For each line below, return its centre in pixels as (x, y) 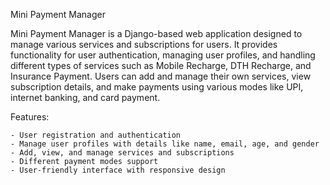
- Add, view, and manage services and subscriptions (122, 153)
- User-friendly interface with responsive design (118, 170)
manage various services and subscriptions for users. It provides (144, 44)
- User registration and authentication (96, 135)
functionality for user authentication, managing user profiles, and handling (163, 55)
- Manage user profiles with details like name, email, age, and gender (165, 144)
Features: (30, 117)
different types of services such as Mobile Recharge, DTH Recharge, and (161, 65)
